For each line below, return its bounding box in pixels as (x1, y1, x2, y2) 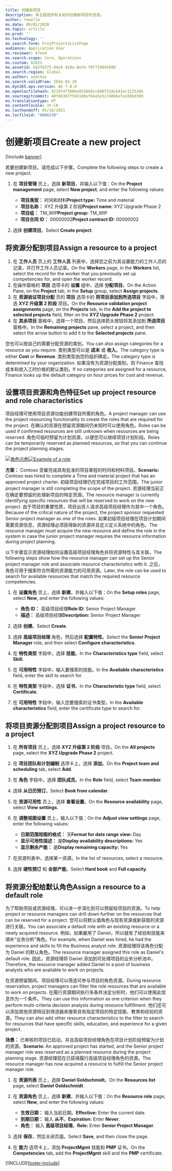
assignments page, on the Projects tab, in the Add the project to (12, 306, 151, 312)
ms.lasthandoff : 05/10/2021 (5, 108, 66, 113)
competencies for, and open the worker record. (12, 276, 113, 282)
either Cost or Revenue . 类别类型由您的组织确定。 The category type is (5, 353, 156, 360)
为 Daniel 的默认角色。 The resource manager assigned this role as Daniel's (5, 949, 164, 955)
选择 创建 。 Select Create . (12, 623, 68, 629)
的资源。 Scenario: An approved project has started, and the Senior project (5, 1043, 163, 1049)
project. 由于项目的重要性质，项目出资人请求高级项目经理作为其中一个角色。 (5, 504, 167, 510)
